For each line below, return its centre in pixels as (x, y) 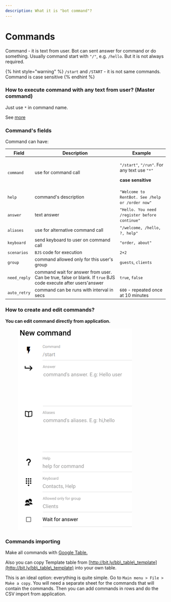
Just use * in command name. (37, 107)
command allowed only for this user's (74, 259)
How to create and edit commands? (50, 310)
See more (16, 117)
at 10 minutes (134, 295)
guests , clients (136, 262)
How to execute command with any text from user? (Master (80, 90)
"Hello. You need (138, 210)
